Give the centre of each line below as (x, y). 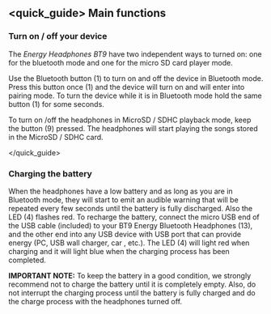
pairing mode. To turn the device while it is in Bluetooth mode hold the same (135, 95)
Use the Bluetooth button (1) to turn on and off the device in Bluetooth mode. (136, 78)
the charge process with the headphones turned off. (95, 301)
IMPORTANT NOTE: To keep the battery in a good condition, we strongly (130, 275)
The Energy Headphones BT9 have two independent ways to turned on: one (135, 54)
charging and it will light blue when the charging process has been (119, 251)
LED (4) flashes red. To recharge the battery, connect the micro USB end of (134, 217)
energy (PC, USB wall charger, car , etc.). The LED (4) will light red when (129, 243)
